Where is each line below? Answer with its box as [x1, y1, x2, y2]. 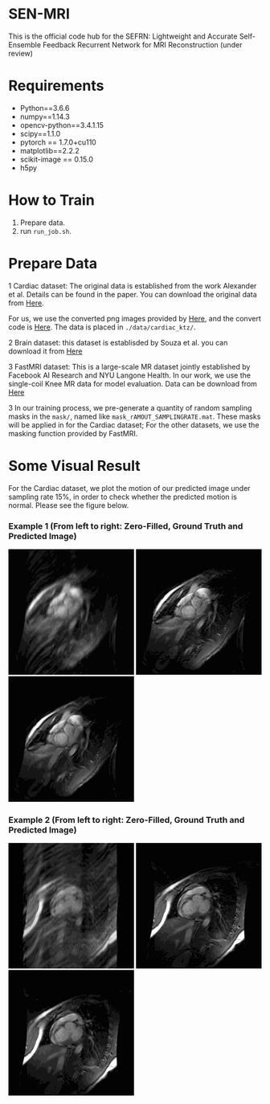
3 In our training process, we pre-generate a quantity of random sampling [8, 403, 252, 412]
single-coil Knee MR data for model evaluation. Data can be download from [8, 378, 257, 388]
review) [8, 48, 34, 58]
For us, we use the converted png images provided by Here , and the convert [8, 313, 261, 323]
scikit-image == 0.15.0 [19, 154, 94, 164]
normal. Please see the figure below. [8, 500, 129, 510]
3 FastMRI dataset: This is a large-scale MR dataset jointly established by [8, 362, 251, 371]
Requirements [8, 77, 104, 95]
